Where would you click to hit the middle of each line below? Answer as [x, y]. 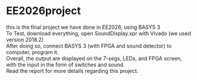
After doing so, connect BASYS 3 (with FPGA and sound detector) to [89, 46]
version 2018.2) [25, 39]
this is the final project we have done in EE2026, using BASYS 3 [83, 27]
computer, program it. [32, 52]
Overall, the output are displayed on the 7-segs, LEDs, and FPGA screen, [94, 58]
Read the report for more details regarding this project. [72, 71]
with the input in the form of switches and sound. [66, 64]
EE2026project [44, 11]
